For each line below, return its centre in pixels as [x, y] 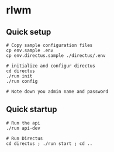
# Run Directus [25, 139]
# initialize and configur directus [51, 66]
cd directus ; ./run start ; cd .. [49, 143]
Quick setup [29, 32]
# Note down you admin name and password [57, 92]
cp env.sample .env [30, 50]
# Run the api [23, 123]
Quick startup [32, 109]
